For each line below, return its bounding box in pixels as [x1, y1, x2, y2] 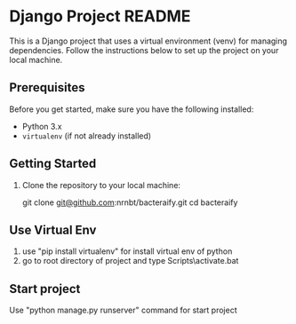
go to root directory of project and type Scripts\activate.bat [21, 256, 239, 266]
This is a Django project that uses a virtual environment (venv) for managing [9, 36, 287, 46]
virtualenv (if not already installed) [21, 130, 152, 141]
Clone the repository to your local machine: [21, 179, 180, 190]
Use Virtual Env [9, 222, 97, 237]
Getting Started [9, 156, 97, 171]
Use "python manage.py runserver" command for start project [9, 304, 237, 316]
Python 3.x [21, 121, 62, 131]
